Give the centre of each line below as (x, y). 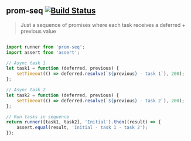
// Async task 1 (26, 63)
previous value (38, 31)
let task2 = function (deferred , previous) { (62, 95)
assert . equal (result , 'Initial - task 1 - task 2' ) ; (82, 128)
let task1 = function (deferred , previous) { (62, 68)
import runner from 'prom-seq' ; (45, 47)
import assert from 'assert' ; (43, 52)
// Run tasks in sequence (37, 117)
